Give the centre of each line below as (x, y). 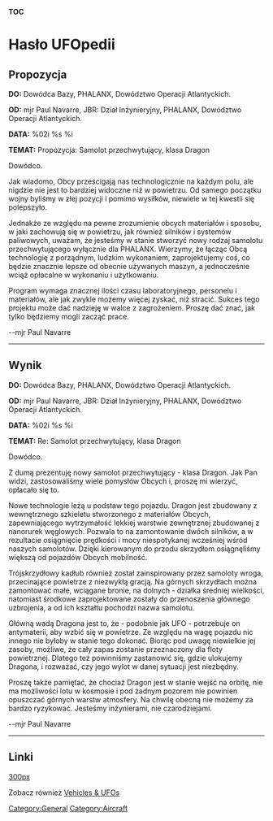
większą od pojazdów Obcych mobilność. (78, 557)
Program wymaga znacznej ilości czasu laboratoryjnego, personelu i (123, 291)
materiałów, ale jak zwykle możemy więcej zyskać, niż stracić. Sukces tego (134, 299)
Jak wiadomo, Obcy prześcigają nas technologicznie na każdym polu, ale (131, 181)
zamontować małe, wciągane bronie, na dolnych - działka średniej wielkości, (136, 590)
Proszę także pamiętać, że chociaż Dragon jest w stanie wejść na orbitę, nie (136, 682)
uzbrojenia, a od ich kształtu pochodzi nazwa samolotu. (102, 607)
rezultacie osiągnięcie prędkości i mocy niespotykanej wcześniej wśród (128, 540)
